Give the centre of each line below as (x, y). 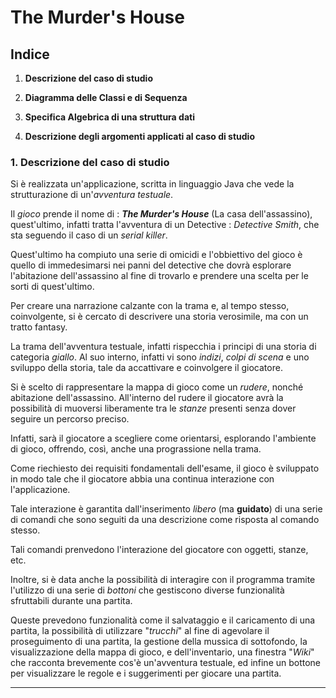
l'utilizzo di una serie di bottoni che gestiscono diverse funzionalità (147, 590)
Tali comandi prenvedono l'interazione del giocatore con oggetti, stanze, (159, 550)
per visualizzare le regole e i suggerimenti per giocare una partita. (146, 673)
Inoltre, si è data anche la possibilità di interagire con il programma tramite (163, 580)
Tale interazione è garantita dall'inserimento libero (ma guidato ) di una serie (166, 509)
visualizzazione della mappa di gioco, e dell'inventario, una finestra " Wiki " (162, 652)
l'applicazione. (40, 490)
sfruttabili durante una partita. (71, 601)
